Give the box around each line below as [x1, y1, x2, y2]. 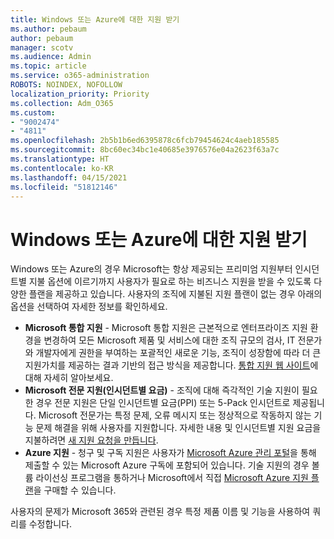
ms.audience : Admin [10, 52, 92, 62]
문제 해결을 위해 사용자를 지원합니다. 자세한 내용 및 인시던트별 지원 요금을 [35, 422, 322, 434]
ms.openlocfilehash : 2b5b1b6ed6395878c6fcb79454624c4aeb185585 [10, 136, 280, 146]
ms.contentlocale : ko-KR [10, 163, 114, 173]
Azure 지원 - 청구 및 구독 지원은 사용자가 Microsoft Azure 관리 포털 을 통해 [24, 447, 317, 459]
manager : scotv [10, 42, 74, 53]
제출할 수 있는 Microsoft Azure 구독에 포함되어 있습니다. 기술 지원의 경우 [24, 459, 310, 471]
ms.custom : [10, 107, 56, 118]
